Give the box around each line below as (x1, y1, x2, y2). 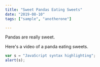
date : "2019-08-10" (5, 12, 45, 17)
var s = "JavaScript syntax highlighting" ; (5, 53, 96, 58)
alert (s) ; (5, 58, 26, 63)
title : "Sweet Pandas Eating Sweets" (5, 7, 83, 12)
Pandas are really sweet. (5, 34, 55, 40)
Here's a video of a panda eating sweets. (5, 44, 89, 50)
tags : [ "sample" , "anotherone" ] (5, 16, 71, 21)
